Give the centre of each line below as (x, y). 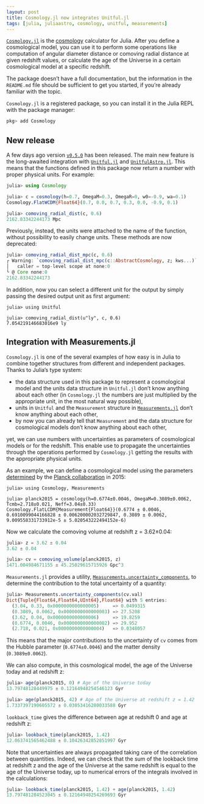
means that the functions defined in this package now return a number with (101, 168)
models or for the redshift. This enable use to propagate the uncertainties (98, 445)
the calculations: (27, 778)
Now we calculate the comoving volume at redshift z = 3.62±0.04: (89, 531)
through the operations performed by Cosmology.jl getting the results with (100, 452)
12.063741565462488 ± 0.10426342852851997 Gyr (66, 740)
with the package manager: (40, 110)
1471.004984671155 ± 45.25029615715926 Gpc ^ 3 (65, 565)
